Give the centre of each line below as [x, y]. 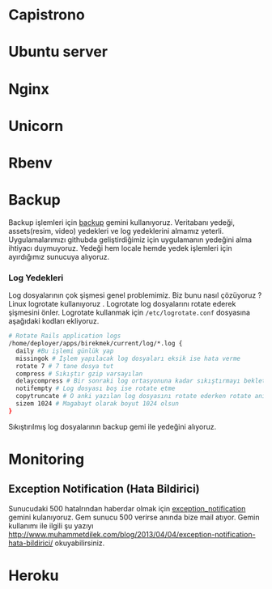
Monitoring [47, 459]
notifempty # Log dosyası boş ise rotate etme [96, 389]
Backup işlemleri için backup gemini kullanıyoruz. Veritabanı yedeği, [122, 222]
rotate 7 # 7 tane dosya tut [65, 366]
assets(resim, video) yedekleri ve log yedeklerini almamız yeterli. [116, 231]
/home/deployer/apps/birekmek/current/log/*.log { [96, 344]
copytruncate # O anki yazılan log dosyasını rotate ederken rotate [134, 396]
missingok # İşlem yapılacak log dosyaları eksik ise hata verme [128, 358]
